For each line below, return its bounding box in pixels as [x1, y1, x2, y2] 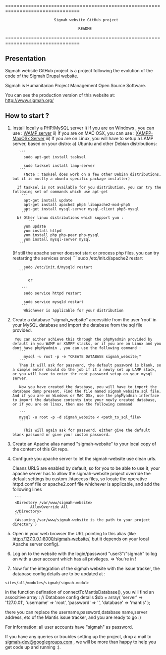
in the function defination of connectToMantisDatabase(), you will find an [5, 589, 155, 595]
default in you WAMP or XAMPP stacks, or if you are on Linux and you [12, 341, 162, 346]
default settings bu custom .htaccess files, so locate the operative [12, 476, 147, 482]
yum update [23, 224, 46, 229]
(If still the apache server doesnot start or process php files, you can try [12, 250, 160, 255]
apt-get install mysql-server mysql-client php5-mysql [23, 206, 139, 211]
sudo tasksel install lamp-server [23, 163, 95, 168]
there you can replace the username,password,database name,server [5, 609, 148, 615]
